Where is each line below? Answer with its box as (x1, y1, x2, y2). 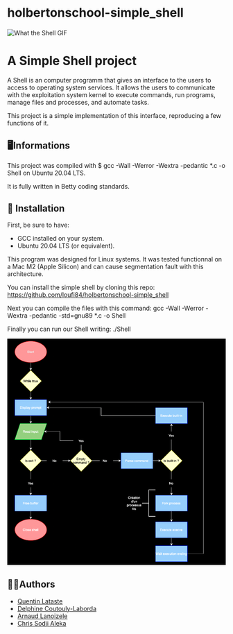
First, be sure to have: (7, 221, 69, 230)
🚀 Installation (7, 203, 65, 214)
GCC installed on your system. (17, 234, 105, 243)
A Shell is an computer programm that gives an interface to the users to (7, 76, 212, 84)
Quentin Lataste (17, 597, 63, 605)
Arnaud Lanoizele (17, 612, 68, 620)
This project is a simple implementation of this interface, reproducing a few (7, 111, 222, 119)
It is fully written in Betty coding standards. (7, 182, 130, 191)
